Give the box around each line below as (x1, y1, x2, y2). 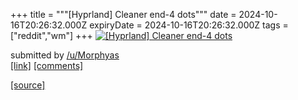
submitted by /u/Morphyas (10, 49, 120, 61)
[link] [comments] (10, 60, 84, 71)
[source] (10, 79, 46, 91)
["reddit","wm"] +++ (10, 30, 93, 41)
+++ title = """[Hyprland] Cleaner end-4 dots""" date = (10, 9, 237, 20)
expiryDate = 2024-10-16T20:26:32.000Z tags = (89, 19, 289, 31)
